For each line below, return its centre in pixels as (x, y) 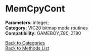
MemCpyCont (35, 9)
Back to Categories (25, 42)
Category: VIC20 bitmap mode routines (47, 27)
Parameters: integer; (27, 22)
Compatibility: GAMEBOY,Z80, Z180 (43, 33)
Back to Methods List (27, 48)
